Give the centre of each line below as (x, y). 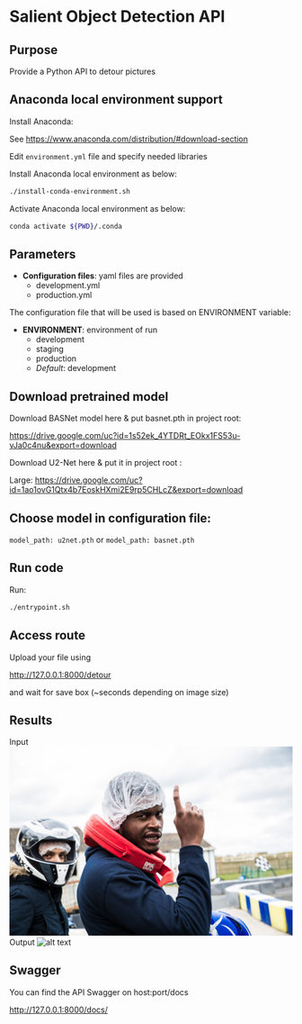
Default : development (76, 368)
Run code (36, 568)
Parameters (43, 254)
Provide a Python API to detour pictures (82, 71)
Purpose (34, 50)
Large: (21, 480)
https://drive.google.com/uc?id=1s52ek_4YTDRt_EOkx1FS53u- (125, 436)
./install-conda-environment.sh (70, 191)
